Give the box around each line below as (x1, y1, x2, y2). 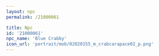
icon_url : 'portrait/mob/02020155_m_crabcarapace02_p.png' (6, 41, 154, 47)
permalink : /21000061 (6, 14, 59, 20)
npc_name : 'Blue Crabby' (6, 36, 67, 42)
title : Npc (6, 25, 33, 31)
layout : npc (6, 8, 35, 15)
